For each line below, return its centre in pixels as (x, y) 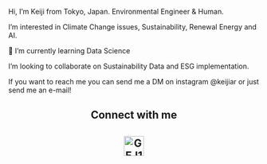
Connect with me (134, 115)
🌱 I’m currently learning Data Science (69, 51)
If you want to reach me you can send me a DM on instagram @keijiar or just (133, 82)
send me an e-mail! (40, 90)
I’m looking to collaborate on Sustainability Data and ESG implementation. (129, 66)
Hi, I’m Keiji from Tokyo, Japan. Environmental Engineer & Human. (116, 12)
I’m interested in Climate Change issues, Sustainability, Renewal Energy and (133, 27)
